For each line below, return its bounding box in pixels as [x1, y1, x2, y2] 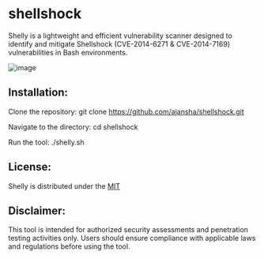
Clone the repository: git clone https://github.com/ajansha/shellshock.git [8, 107, 244, 116]
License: [8, 160, 51, 174]
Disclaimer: [8, 204, 66, 217]
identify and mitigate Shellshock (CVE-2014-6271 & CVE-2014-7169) [8, 39, 231, 48]
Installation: [8, 86, 69, 99]
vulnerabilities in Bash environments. [8, 47, 128, 57]
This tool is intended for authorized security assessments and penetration [8, 225, 249, 235]
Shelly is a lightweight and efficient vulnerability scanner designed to [8, 31, 233, 40]
